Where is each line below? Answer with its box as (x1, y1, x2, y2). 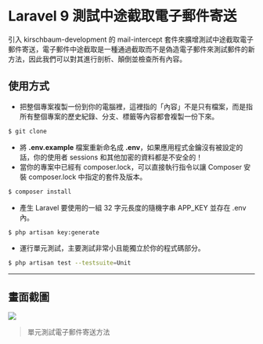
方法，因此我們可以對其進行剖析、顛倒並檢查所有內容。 (8, 54, 186, 64)
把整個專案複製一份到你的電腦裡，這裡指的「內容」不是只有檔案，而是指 (19, 101, 253, 111)
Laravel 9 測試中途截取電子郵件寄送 (8, 7, 237, 25)
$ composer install (8, 188, 72, 196)
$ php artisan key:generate (8, 229, 100, 236)
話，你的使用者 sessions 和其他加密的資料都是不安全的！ (19, 152, 204, 162)
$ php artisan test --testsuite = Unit (8, 259, 131, 267)
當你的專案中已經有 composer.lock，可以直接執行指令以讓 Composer (19, 162, 243, 171)
